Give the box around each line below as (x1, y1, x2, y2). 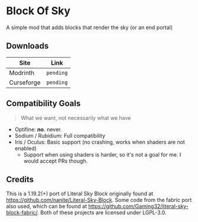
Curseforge (9, 78, 41, 87)
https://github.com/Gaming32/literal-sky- (88, 203, 189, 210)
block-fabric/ (6, 209, 38, 216)
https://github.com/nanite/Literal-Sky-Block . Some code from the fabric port (6, 196, 192, 204)
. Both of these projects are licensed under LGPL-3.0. (37, 209, 167, 216)
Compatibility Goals (6, 99, 81, 109)
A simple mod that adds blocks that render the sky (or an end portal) (6, 24, 173, 31)
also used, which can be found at (6, 203, 87, 210)
